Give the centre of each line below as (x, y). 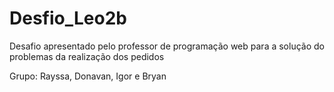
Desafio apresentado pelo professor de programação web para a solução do (167, 46)
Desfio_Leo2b (68, 18)
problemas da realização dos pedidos (87, 56)
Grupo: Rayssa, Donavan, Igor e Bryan (88, 76)
